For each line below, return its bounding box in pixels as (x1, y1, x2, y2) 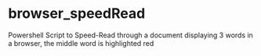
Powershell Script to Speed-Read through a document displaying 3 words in (8, 30, 253, 40)
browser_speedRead (8, 5, 146, 23)
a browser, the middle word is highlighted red (8, 38, 154, 47)
